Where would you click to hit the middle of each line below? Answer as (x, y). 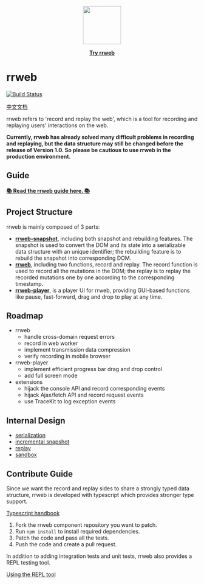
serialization (30, 436)
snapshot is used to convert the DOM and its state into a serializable (100, 245)
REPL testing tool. (28, 562)
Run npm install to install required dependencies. (77, 531)
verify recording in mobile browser (67, 356)
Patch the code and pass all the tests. (62, 538)
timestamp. (29, 283)
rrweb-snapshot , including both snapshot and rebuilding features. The (104, 238)
